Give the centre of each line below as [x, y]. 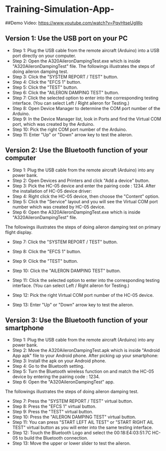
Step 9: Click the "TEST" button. [45, 261]
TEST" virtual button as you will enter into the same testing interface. [83, 428]
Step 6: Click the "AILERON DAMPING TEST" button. [66, 92]
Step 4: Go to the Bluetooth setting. [48, 366]
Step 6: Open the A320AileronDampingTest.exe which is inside [76, 212]
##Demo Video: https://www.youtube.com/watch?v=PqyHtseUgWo [74, 23]
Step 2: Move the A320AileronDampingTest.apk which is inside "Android [86, 350]
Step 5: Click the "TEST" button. [45, 87]
